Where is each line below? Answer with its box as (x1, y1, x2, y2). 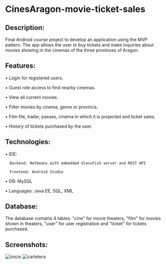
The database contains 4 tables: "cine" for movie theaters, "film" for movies (5, 216, 161, 222)
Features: (5, 61, 36, 70)
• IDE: (5, 151, 17, 157)
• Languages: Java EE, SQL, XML (5, 188, 74, 194)
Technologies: (5, 138, 51, 146)
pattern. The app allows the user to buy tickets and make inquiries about (5, 42, 154, 48)
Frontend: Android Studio (9, 169, 64, 174)
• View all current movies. (5, 94, 58, 100)
